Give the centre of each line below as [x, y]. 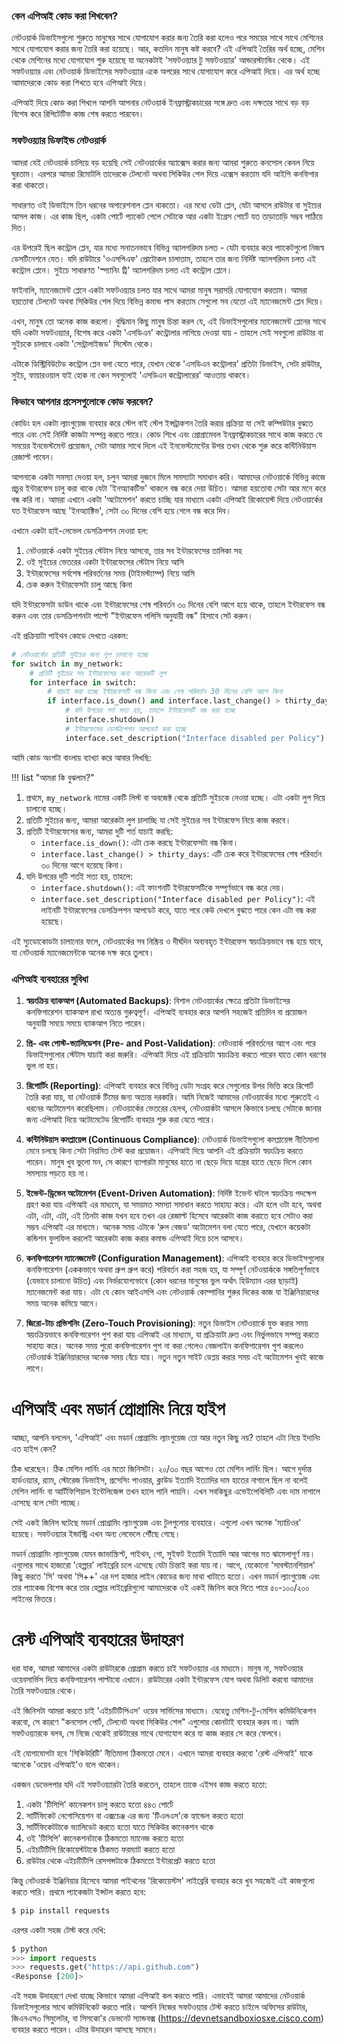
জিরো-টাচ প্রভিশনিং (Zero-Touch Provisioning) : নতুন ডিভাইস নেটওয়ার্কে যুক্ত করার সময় [167, 1323]
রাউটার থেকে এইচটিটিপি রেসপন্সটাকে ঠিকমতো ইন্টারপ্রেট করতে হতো [120, 1860]
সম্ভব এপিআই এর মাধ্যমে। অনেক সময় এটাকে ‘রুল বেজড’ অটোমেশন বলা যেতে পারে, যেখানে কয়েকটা [168, 1226]
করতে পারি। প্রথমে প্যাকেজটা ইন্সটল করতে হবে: [79, 1891]
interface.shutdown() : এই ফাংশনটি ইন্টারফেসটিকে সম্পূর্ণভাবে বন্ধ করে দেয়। [163, 887]
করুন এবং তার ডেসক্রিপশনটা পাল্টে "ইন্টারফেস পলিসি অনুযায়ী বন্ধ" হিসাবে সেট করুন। [132, 615]
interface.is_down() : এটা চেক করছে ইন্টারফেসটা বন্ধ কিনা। [139, 842]
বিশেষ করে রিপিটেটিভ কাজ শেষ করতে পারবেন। [78, 114]
